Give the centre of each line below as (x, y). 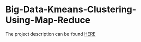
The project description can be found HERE (50, 34)
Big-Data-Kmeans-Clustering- (71, 9)
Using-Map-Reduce (48, 20)
